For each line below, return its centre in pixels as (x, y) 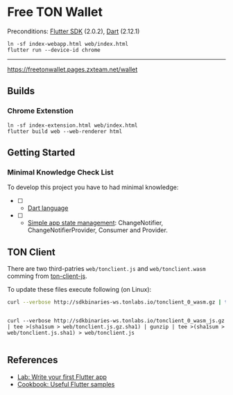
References (33, 360)
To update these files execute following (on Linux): (79, 290)
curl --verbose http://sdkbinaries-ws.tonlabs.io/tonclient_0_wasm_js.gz (116, 321)
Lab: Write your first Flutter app (62, 377)
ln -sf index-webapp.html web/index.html (68, 44)
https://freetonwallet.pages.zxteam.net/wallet (72, 69)
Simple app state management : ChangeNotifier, (95, 223)
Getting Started (41, 153)
